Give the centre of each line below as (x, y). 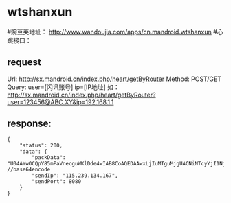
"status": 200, (41, 145)
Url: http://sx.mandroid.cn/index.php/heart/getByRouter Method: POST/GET (114, 79)
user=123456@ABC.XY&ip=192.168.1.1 (60, 102)
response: (29, 124)
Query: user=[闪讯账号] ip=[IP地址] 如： (64, 87)
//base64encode (29, 169)
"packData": (49, 157)
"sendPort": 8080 (56, 181)
